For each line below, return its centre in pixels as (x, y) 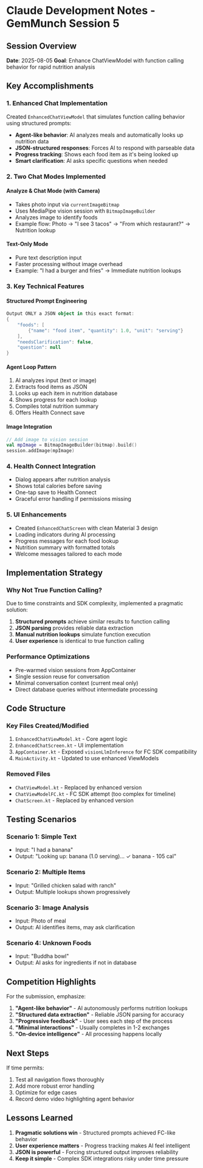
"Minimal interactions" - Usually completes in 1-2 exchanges (92, 1028)
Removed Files (28, 774)
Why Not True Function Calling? (54, 590)
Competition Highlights (51, 982)
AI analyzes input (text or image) (56, 380)
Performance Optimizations (48, 657)
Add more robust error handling (55, 1086)
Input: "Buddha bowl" (42, 956)
